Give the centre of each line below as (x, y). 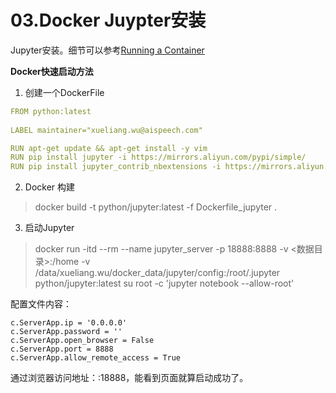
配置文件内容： (41, 304)
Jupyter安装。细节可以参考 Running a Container (107, 50)
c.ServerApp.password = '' (66, 332)
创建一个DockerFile (64, 92)
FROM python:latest (51, 111)
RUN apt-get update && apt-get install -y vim (109, 148)
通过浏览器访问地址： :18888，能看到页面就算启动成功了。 (129, 378)
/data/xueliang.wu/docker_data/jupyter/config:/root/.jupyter (157, 273)
